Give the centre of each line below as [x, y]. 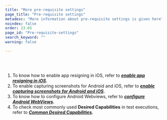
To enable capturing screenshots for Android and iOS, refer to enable [83, 86]
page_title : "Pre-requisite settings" [45, 14]
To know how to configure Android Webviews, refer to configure [79, 96]
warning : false [21, 42]
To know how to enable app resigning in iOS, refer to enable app [79, 75]
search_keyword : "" [25, 38]
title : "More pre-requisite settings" [45, 10]
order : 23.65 [19, 28]
